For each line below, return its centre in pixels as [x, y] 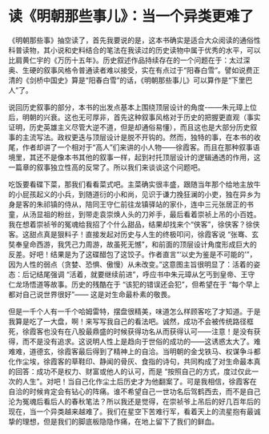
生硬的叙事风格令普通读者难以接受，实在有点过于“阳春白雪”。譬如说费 [138, 70]
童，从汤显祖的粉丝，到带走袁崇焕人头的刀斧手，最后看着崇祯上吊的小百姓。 [134, 214]
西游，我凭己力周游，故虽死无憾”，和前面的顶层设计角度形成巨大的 [147, 244]
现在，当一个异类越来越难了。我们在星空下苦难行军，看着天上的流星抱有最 [131, 411]
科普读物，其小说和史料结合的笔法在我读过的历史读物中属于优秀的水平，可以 [134, 50]
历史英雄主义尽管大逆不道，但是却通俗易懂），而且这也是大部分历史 [140, 127]
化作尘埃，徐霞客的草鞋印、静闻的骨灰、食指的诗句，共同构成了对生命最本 [131, 361]
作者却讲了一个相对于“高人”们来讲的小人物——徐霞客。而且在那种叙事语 [141, 147]
